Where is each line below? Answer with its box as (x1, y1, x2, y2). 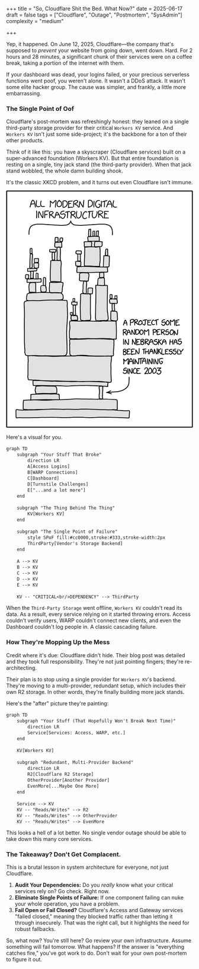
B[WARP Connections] (27, 469, 78, 476)
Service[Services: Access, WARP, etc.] (27, 730, 126, 735)
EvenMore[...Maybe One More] (27, 783, 99, 789)
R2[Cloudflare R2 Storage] (27, 771, 94, 777)
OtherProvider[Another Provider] (27, 777, 110, 783)
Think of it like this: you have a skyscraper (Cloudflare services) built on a (6, 148, 186, 156)
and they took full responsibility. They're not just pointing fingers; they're (6, 658, 184, 665)
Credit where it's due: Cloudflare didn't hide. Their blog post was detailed (6, 651, 185, 658)
